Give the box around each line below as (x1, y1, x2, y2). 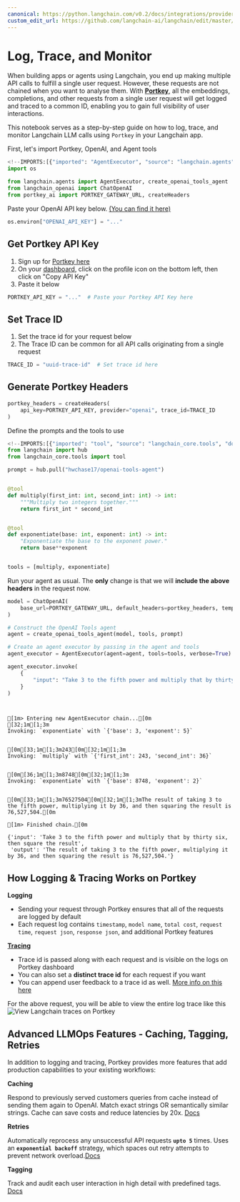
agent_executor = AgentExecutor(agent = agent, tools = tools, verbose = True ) (7, 650, 232, 657)
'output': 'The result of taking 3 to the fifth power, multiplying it (10, 846, 229, 854)
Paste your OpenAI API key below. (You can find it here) (7, 204, 171, 213)
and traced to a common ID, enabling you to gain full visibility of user (7, 101, 210, 111)
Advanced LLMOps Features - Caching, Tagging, (7, 1028, 229, 1040)
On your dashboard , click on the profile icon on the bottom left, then (17, 264, 219, 273)
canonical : (7, 10, 40, 18)
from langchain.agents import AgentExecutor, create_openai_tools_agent (7, 178, 229, 186)
